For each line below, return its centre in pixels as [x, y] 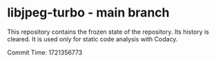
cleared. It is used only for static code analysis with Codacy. [92, 39]
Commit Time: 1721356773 [45, 52]
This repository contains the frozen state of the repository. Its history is [108, 32]
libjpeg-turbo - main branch [88, 13]
